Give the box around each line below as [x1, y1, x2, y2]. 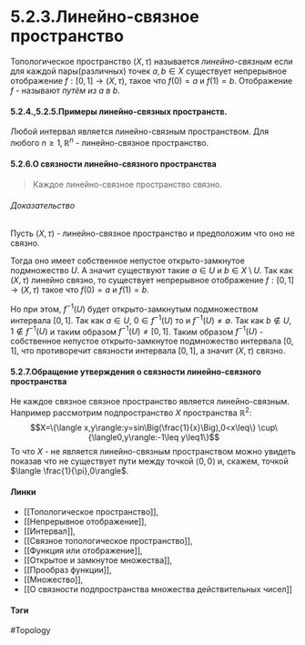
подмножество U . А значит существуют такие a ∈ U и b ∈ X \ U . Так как [10, 265, 293, 276]
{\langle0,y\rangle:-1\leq [87, 432, 179, 443]
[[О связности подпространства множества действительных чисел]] [23, 584, 292, 595]
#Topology [10, 625, 51, 636]
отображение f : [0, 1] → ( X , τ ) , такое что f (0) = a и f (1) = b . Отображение [10, 75, 293, 86]
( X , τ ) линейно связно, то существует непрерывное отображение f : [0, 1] [10, 275, 295, 286]
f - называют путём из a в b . [10, 85, 121, 96]
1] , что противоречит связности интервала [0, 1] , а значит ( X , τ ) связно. [10, 345, 286, 356]
